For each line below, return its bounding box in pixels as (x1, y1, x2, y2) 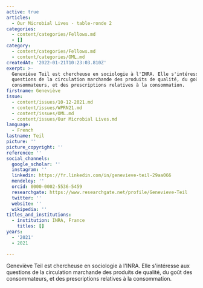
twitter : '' (11, 195, 42, 201)
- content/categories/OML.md (11, 54, 85, 60)
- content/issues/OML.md (11, 110, 74, 116)
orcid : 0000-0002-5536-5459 (11, 184, 83, 190)
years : (6, 229, 23, 235)
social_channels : (6, 155, 50, 161)
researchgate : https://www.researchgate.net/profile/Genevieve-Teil (11, 189, 188, 195)
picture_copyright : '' (6, 144, 63, 150)
